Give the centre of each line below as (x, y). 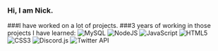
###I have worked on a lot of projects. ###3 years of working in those (109, 26)
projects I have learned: (42, 33)
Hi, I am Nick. (30, 10)
